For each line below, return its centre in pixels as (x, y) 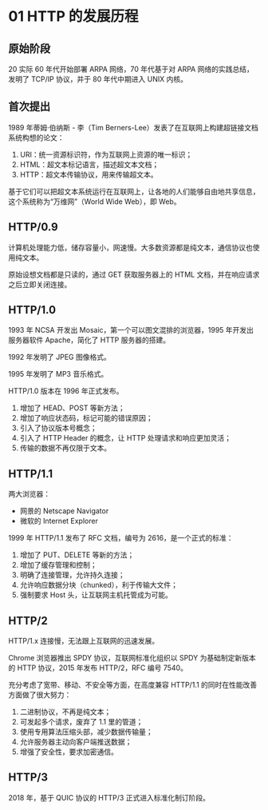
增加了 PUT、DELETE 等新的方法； (77, 555)
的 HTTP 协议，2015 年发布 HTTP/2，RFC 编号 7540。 (98, 668)
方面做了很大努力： (40, 695)
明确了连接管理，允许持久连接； (72, 575)
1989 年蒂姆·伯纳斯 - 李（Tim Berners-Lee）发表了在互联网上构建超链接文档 (134, 127)
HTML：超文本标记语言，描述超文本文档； (89, 164)
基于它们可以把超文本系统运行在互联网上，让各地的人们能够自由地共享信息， (134, 191)
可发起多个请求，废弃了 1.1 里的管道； (81, 722)
